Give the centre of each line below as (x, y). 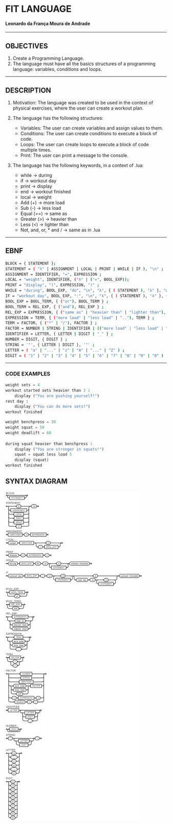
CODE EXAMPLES (28, 373)
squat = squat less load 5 (43, 455)
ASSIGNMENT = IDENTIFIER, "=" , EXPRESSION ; (53, 274)
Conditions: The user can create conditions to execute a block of (89, 134)
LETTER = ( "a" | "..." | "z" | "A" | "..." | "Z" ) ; (65, 350)
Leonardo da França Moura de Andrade (48, 23)
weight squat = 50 (25, 427)
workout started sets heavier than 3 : (48, 390)
